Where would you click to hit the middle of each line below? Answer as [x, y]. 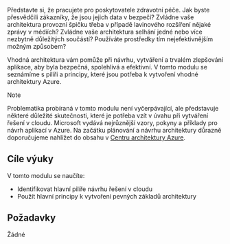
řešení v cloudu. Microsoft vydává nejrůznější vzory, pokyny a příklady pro [112, 123]
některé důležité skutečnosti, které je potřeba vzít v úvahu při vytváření [108, 115]
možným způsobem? [37, 46]
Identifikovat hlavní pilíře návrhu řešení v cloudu [85, 189]
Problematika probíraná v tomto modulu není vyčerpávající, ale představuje [113, 108]
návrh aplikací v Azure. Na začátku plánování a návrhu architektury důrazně [114, 130]
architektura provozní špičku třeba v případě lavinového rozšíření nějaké [109, 24]
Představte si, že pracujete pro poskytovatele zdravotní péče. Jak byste [108, 10]
